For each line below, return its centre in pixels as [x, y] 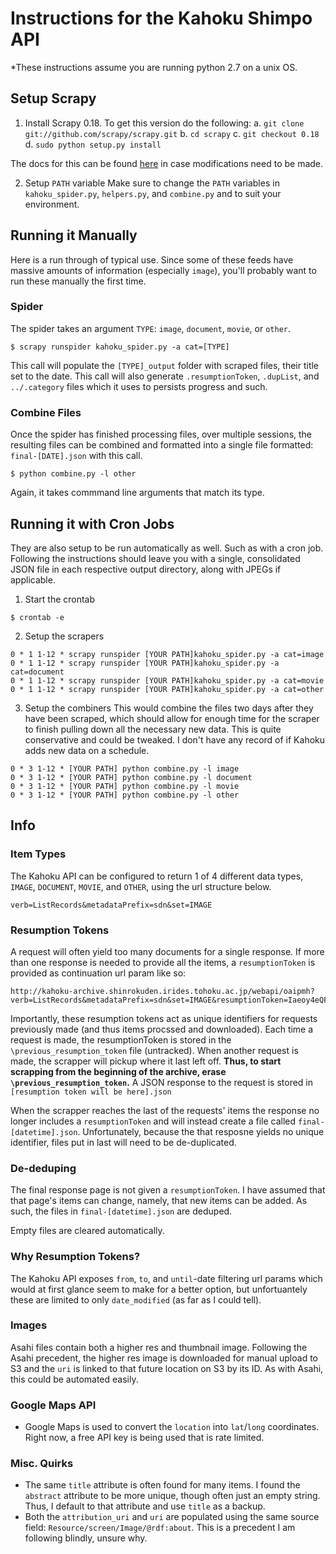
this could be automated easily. [74, 1379]
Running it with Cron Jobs [92, 523]
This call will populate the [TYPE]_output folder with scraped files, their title [165, 365]
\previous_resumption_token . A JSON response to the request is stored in [162, 1082]
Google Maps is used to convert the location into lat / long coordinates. [172, 1427]
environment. [52, 204]
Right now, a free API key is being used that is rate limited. [144, 1438]
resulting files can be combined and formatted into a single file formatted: [162, 445]
